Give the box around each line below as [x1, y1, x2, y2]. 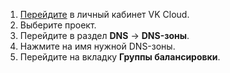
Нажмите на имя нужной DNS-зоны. [19, 40, 176, 52]
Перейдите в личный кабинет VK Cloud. [19, 9, 190, 20]
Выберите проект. [19, 19, 97, 31]
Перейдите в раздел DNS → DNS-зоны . [19, 30, 190, 41]
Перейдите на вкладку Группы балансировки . [19, 51, 221, 63]
